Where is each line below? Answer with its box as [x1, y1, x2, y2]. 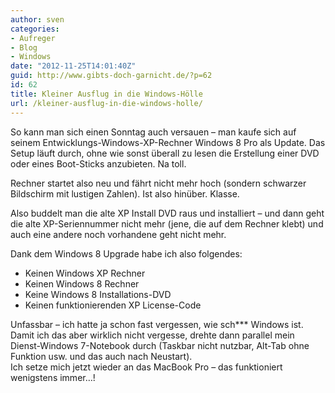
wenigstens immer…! [10, 371, 96, 383]
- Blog [10, 42, 38, 53]
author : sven [10, 14, 65, 25]
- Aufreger [10, 33, 56, 43]
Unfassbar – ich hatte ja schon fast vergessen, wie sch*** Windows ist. [10, 318, 304, 330]
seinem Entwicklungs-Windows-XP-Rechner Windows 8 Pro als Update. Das [10, 136, 326, 148]
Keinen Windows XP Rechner [24, 267, 146, 279]
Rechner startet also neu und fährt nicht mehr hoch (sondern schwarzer [10, 177, 307, 189]
